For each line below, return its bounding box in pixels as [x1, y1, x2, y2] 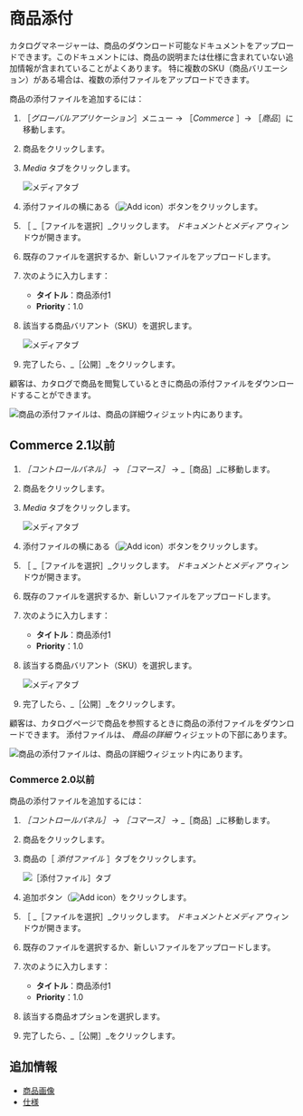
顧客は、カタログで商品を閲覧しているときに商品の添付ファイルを [9, 377, 255, 388]
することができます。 [16, 389, 97, 400]
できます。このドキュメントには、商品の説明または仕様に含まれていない [16, 51, 287, 62]
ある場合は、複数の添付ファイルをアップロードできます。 [40, 73, 255, 84]
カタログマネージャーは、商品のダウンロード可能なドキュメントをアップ [9, 40, 279, 51]
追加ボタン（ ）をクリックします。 [22, 892, 192, 903]
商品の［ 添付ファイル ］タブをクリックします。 [22, 854, 202, 865]
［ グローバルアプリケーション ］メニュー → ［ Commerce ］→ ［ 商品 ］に [22, 113, 294, 123]
